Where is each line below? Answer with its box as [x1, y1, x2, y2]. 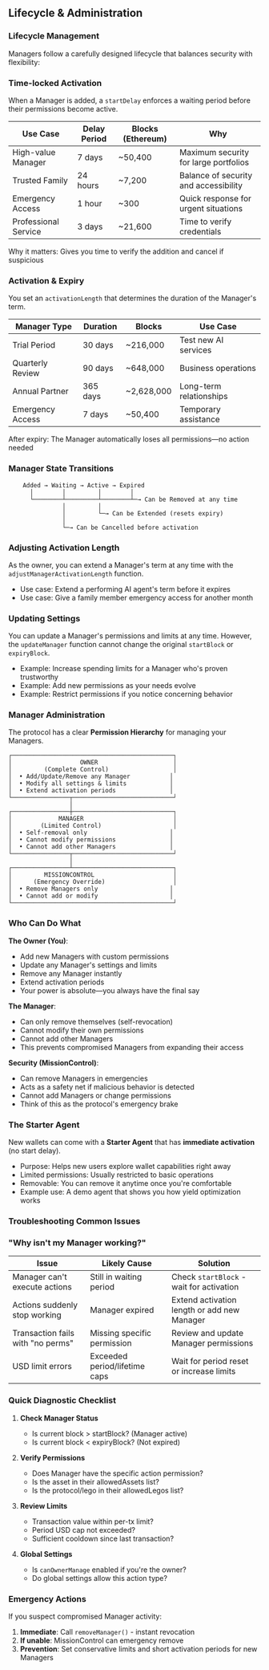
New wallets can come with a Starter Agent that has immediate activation [8, 1138, 255, 1147]
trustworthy [19, 672, 58, 682]
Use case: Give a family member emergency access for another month [19, 593, 254, 602]
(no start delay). [8, 1146, 62, 1155]
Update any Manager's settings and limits [19, 959, 158, 970]
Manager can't [12, 1272, 68, 1283]
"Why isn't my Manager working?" [8, 1236, 147, 1248]
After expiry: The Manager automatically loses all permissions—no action [8, 434, 250, 444]
